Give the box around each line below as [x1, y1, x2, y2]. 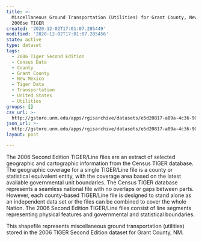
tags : [6, 48, 20, 54]
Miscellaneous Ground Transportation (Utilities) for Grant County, [11, 14, 187, 20]
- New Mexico [11, 76, 44, 82]
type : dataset [6, 43, 42, 49]
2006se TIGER [11, 20, 44, 26]
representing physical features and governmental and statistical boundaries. [6, 211, 195, 218]
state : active [6, 37, 42, 43]
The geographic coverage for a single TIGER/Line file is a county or [6, 166, 173, 173]
